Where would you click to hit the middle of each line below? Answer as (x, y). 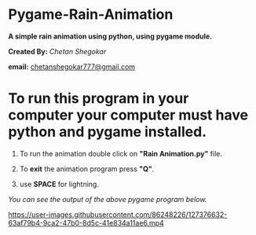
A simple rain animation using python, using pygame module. (110, 36)
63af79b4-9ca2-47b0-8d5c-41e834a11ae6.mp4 (86, 222)
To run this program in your (99, 99)
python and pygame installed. (107, 132)
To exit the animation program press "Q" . (87, 169)
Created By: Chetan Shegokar (57, 51)
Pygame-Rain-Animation (91, 15)
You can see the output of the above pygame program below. (108, 199)
